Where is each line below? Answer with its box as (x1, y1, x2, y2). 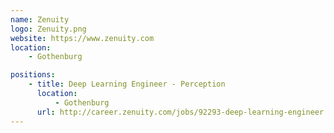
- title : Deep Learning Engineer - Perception (28, 79, 226, 90)
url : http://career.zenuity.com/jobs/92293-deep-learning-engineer (36, 107, 325, 117)
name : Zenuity (10, 14, 70, 25)
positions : (10, 70, 56, 80)
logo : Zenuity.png (10, 24, 87, 34)
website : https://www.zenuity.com (10, 33, 155, 43)
